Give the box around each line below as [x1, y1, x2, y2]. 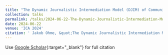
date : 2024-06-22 [5, 21, 41, 26]
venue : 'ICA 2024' [5, 26, 43, 31]
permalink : [5, 16, 28, 21]
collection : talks [5, 12, 43, 17]
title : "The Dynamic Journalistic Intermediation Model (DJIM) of [5, 7, 146, 12]
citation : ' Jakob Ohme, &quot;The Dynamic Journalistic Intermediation [5, 30, 160, 35]
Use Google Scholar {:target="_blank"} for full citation [5, 44, 115, 50]
